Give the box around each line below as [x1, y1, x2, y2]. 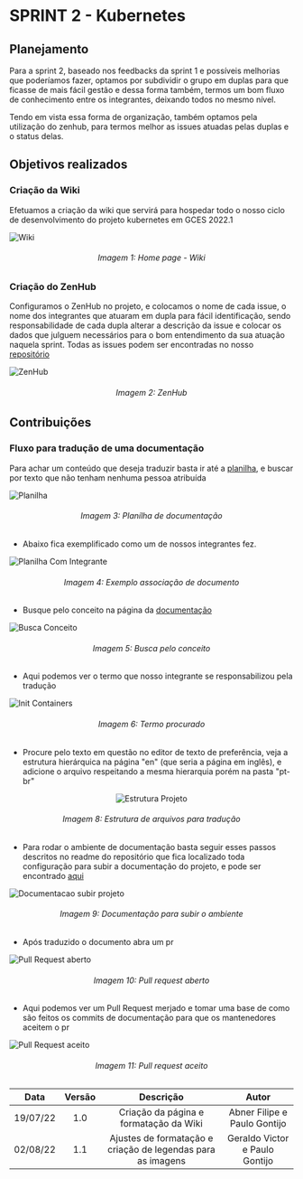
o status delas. [9, 131, 64, 141]
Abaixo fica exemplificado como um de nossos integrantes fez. [22, 538, 257, 549]
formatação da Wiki [120, 1118, 203, 1130]
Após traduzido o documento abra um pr [22, 936, 174, 947]
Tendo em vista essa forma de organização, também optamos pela [9, 112, 258, 122]
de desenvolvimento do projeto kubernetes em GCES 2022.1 [9, 214, 234, 225]
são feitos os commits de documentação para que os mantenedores [22, 1013, 277, 1024]
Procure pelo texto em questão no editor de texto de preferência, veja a [22, 746, 289, 757]
